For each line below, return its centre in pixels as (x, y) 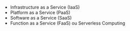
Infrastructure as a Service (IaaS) (45, 7)
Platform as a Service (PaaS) (40, 12)
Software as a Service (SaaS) (41, 18)
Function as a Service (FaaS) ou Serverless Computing (68, 23)
